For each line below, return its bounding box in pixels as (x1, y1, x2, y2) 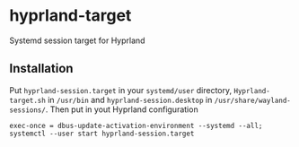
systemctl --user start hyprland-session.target (9, 129, 195, 138)
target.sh (9, 96, 47, 105)
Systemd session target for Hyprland (9, 35, 145, 46)
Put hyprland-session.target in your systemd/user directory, (9, 84, 233, 95)
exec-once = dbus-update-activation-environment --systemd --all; (9, 121, 263, 130)
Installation (9, 61, 74, 76)
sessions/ (9, 105, 47, 115)
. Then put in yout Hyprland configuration (45, 104, 199, 115)
